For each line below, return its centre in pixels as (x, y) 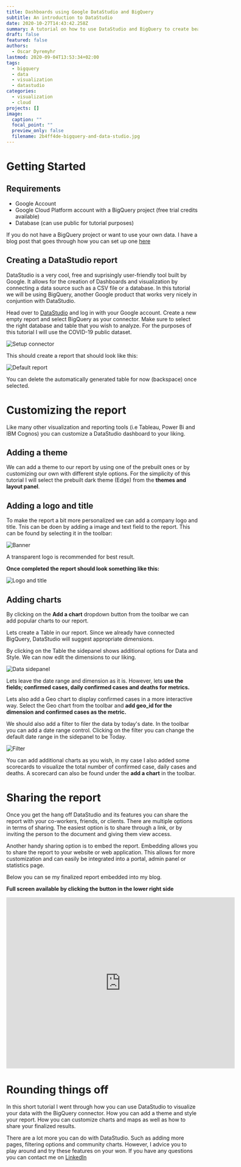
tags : (13, 63)
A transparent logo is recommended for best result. (71, 557)
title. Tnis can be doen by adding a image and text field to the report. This (98, 527)
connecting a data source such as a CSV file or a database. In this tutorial (98, 288)
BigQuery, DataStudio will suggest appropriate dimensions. (80, 639)
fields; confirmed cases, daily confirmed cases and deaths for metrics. (98, 688)
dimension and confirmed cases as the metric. (66, 712)
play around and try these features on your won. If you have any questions (100, 1151)
